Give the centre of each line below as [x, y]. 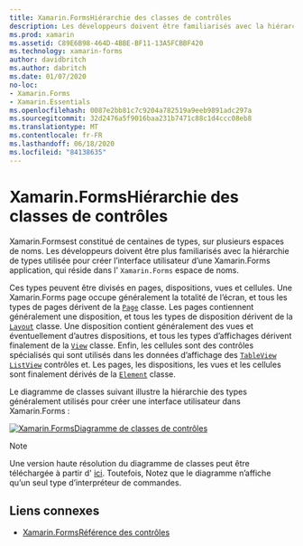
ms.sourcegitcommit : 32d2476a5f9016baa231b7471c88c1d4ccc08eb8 [131, 118]
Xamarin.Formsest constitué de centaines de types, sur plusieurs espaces [147, 241]
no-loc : [24, 85]
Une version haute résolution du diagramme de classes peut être [130, 463]
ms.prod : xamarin [42, 34]
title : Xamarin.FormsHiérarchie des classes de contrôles [120, 18]
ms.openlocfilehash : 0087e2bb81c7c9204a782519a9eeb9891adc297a [131, 110]
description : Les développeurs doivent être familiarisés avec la [137, 26]
